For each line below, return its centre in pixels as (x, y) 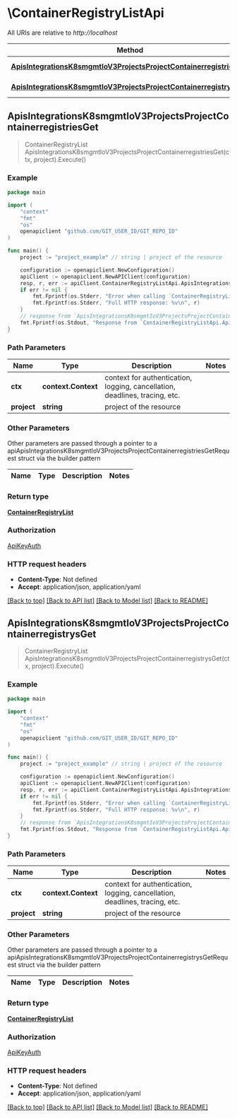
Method (130, 50)
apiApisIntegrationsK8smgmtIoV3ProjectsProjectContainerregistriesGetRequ (119, 451)
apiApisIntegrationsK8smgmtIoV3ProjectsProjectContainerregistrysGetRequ (117, 957)
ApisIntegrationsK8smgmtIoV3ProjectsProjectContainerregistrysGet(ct (127, 658)
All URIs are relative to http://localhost (62, 33)
